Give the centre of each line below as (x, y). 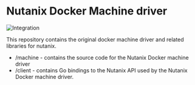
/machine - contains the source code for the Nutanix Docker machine (102, 57)
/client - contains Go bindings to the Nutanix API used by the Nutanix (101, 70)
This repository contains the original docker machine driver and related (95, 39)
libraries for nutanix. (31, 46)
